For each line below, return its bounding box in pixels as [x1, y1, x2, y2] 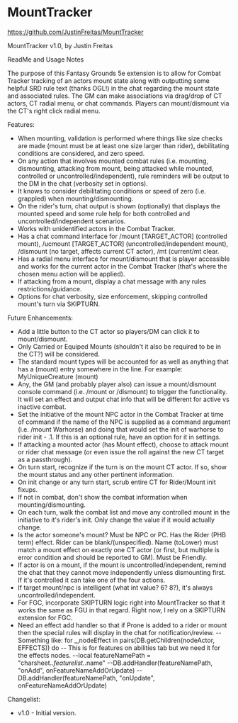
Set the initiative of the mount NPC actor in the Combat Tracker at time [17, 410, 225, 418]
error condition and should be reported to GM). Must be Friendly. [17, 553, 208, 561]
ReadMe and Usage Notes [7, 55, 84, 64]
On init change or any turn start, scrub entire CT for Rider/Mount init [17, 478, 216, 486]
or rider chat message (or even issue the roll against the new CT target [17, 447, 225, 456]
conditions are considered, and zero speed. [17, 149, 145, 157]
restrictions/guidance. [17, 284, 82, 293]
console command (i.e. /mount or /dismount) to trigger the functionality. [17, 387, 228, 396]
